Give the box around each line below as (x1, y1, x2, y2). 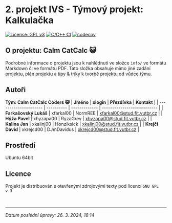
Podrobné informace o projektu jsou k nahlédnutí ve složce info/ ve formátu (5, 60, 166, 66)
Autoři (5, 85, 26, 94)
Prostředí (5, 141, 36, 149)
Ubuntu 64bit (5, 154, 33, 161)
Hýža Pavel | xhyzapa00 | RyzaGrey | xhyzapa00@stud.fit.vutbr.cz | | (5, 115, 152, 121)
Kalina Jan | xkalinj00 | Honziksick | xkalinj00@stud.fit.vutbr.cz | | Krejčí (5, 121, 159, 127)
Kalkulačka (5, 14, 54, 26)
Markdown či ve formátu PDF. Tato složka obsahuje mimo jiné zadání (5, 65, 151, 71)
